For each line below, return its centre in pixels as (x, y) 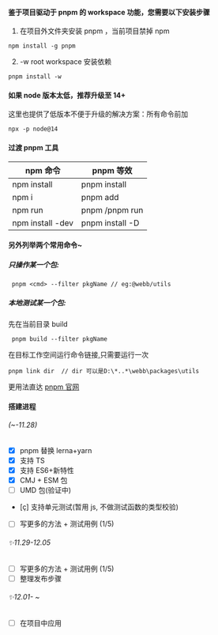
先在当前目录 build (38, 324)
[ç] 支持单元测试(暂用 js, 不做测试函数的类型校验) (99, 507)
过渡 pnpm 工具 (34, 147)
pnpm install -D (110, 223)
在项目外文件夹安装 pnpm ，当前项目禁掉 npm (94, 31)
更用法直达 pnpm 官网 (44, 387)
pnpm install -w (35, 77)
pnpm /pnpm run (112, 210)
